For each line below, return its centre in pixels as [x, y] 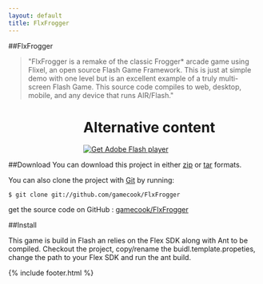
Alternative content [149, 127]
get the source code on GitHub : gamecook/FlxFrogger [99, 210]
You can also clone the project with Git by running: [91, 180]
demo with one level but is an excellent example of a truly [122, 78]
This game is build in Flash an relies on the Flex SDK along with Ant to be [128, 241]
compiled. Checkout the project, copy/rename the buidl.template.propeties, [132, 249]
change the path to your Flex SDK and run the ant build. [100, 258]
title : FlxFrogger [39, 23]
